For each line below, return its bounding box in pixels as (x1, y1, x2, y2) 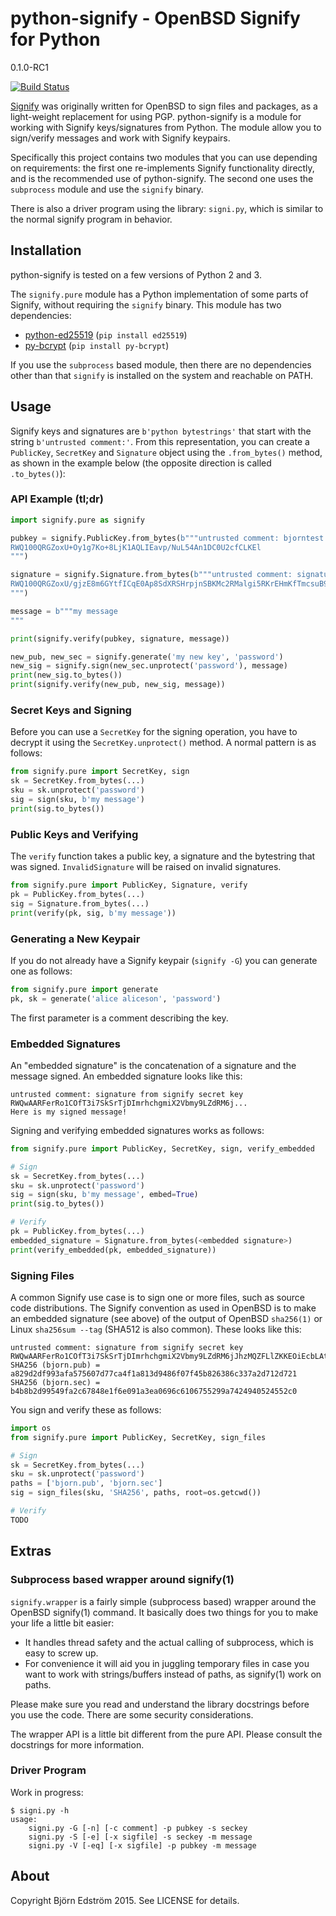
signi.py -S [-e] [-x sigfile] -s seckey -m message (28, 1832, 253, 1842)
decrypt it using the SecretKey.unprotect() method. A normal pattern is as (10, 737, 317, 749)
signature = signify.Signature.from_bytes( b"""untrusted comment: (10, 570, 293, 580)
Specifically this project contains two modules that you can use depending (10, 151, 318, 163)
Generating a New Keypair (10, 932, 141, 946)
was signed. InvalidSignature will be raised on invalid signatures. (10, 861, 282, 873)
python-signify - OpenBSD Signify (10, 7, 301, 30)
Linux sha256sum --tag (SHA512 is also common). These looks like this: (10, 1323, 302, 1335)
